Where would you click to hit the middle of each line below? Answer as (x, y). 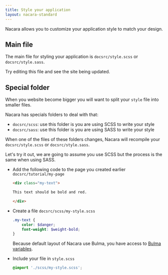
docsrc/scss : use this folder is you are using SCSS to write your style (83, 124)
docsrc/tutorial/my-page (38, 174)
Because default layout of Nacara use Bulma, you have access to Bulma (87, 243)
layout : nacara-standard (31, 15)
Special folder (28, 88)
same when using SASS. (31, 160)
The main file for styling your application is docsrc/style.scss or (72, 57)
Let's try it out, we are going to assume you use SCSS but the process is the (84, 155)
